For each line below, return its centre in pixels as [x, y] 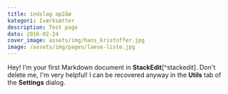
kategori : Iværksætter [41, 21]
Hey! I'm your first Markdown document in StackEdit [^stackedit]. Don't [112, 67]
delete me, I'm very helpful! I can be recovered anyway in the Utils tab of [114, 75]
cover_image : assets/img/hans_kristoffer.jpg [76, 41]
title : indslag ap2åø [40, 14]
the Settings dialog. [36, 82]
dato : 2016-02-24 [33, 34]
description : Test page [43, 27]
